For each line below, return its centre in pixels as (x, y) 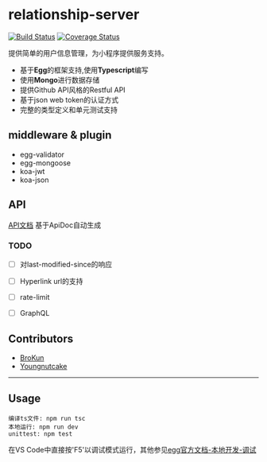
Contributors (41, 338)
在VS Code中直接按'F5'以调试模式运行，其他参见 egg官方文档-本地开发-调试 (132, 449)
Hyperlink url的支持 (51, 281)
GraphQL (35, 313)
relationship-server (74, 15)
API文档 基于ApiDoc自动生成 (55, 225)
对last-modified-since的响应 (66, 264)
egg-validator (42, 154)
